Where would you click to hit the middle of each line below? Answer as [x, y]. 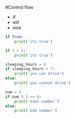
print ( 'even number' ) [37, 101]
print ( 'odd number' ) [36, 111]
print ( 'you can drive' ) [39, 74]
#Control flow [19, 7]
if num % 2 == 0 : [23, 97]
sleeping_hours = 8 [26, 64]
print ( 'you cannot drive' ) [43, 83]
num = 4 [13, 92]
